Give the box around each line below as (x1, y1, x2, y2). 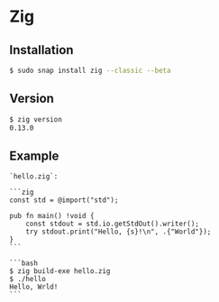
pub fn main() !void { (9, 212, 95, 221)
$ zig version (9, 114, 63, 124)
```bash (9, 259, 39, 268)
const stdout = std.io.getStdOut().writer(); (25, 219, 200, 229)
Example (9, 148, 59, 163)
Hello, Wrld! (9, 282, 59, 292)
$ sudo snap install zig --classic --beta (9, 66, 171, 75)
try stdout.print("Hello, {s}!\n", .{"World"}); (25, 227, 212, 236)
